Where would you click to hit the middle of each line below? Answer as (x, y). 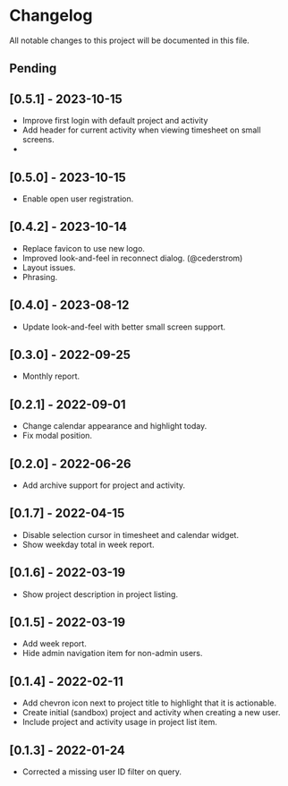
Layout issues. (49, 267)
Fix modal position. (57, 436)
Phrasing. (40, 277)
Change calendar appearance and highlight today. (114, 426)
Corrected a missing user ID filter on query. (102, 772)
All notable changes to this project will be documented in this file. (130, 40)
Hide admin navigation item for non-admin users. (112, 654)
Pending (33, 68)
